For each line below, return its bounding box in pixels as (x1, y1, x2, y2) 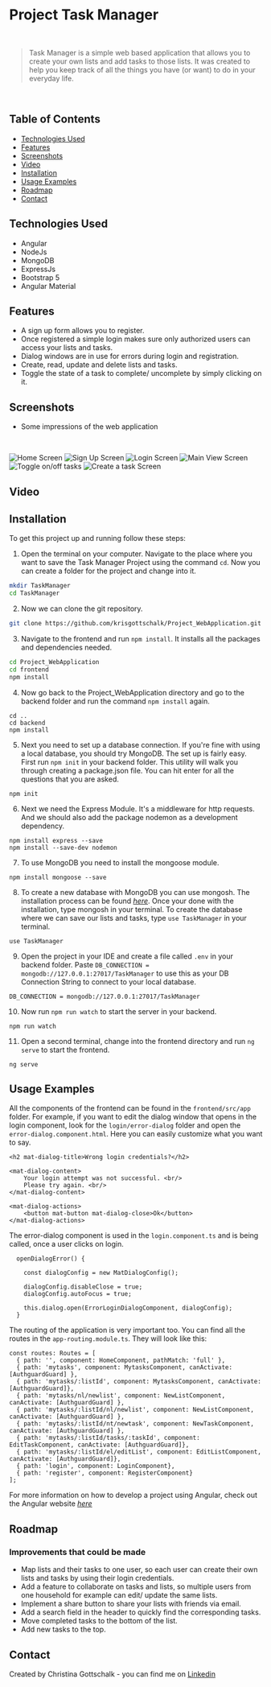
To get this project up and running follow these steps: (9, 534, 186, 543)
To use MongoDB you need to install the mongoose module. (20, 857, 220, 867)
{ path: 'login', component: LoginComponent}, (16, 1462, 175, 1470)
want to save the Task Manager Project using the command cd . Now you (20, 558, 261, 567)
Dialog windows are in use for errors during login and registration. (20, 352, 240, 361)
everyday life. (28, 73, 75, 83)
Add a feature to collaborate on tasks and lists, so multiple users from (20, 1582, 252, 1591)
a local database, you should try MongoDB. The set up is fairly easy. (20, 749, 248, 758)
